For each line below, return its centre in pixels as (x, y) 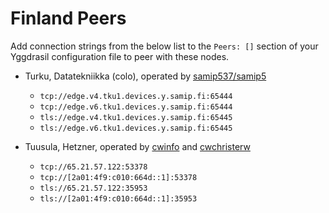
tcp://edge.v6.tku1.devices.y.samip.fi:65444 (136, 107)
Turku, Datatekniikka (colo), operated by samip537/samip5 (145, 76)
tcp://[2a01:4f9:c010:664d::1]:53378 (118, 177)
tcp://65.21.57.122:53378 (93, 167)
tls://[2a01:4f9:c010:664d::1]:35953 (118, 198)
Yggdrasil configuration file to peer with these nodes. (120, 56)
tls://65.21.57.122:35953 (93, 188)
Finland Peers (68, 18)
